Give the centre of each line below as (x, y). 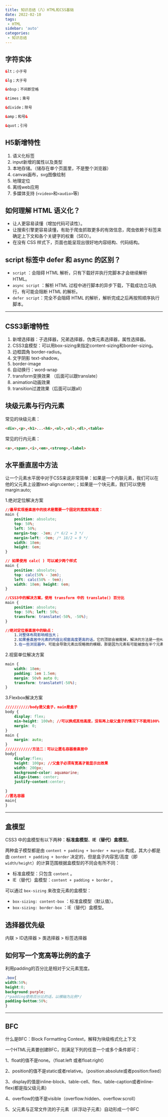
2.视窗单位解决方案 (25, 655)
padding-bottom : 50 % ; (27, 1001)
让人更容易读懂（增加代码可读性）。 (48, 223)
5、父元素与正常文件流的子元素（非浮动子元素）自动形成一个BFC (72, 1109)
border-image (26, 364)
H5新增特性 (23, 143)
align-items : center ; (36, 777)
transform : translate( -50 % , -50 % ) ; (51, 616)
